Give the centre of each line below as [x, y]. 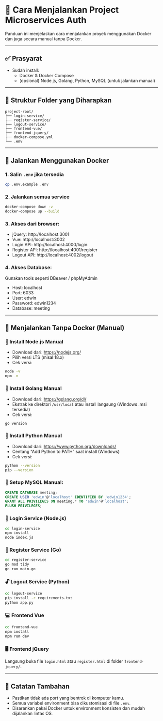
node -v [13, 371]
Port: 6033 [23, 292]
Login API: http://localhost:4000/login [50, 245]
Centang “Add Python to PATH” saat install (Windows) [66, 451]
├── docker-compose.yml [29, 137]
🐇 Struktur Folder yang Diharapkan [58, 101]
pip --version [19, 470]
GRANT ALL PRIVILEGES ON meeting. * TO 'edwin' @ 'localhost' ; [67, 501]
